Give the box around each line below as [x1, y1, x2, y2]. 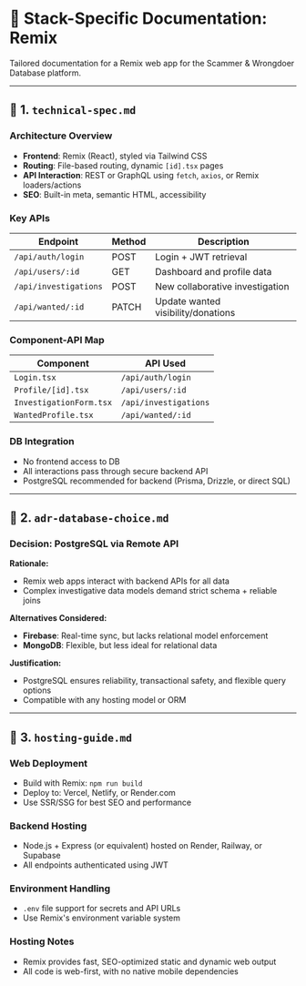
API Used [144, 357, 187, 370]
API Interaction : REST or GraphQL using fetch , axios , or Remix [22, 169, 260, 180]
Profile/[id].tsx [14, 385, 89, 395]
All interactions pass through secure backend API [22, 465, 209, 476]
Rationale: [9, 558, 49, 569]
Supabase [22, 850, 61, 861]
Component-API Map [9, 333, 105, 346]
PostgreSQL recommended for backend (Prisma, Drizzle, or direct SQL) [22, 475, 291, 486]
